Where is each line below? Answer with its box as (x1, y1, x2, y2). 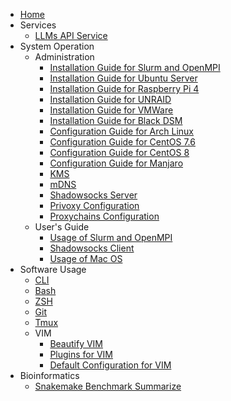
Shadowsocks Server (49, 189, 138, 201)
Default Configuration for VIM (49, 359, 172, 371)
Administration (34, 51, 95, 63)
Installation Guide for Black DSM (49, 115, 183, 126)
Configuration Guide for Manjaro (49, 157, 184, 169)
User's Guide (34, 221, 90, 233)
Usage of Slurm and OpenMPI (49, 232, 173, 243)
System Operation (19, 40, 95, 52)
